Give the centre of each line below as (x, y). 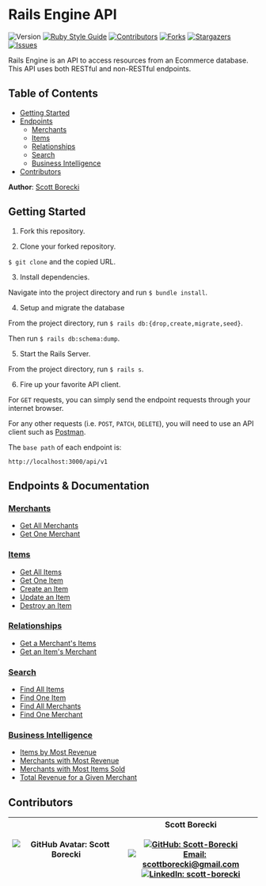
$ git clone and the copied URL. (62, 261)
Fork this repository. (52, 230)
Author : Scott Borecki (44, 187)
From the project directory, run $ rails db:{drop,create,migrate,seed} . (125, 323)
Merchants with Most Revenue (69, 761)
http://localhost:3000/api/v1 (58, 462)
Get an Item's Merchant (58, 652)
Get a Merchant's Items (58, 643)
